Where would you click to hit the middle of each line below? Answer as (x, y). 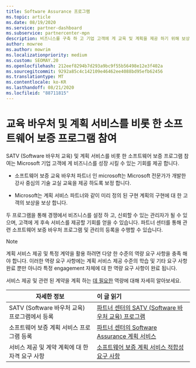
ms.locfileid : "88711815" (37, 93)
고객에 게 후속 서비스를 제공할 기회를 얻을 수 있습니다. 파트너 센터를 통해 (100, 222)
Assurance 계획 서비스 (126, 336)
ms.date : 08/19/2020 (31, 22)
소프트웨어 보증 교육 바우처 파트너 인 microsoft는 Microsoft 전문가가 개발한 (100, 176)
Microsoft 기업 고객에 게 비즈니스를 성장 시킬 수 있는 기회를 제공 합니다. (98, 163)
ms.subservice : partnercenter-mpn (48, 33)
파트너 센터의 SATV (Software (136, 308)
